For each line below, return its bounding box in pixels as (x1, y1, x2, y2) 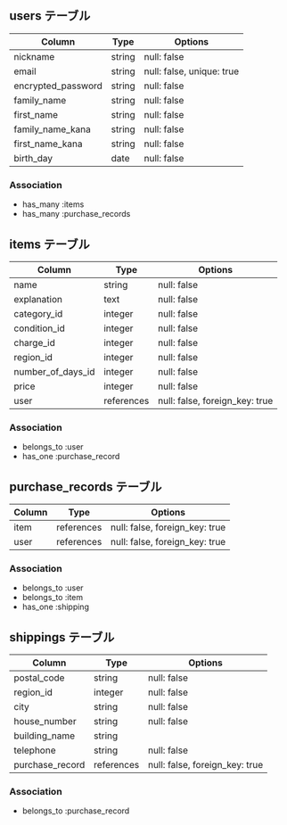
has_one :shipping (21, 601, 89, 613)
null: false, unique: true (143, 65, 239, 78)
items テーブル (9, 236, 91, 252)
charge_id (13, 336, 55, 349)
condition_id (13, 322, 65, 334)
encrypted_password (13, 79, 102, 92)
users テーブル (9, 8, 91, 24)
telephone (13, 744, 56, 756)
